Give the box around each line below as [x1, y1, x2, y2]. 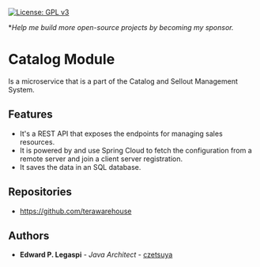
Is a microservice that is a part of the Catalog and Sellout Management [8, 76, 239, 86]
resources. [19, 137, 55, 146]
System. [8, 85, 36, 94]
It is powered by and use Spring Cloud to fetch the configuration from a [19, 145, 253, 155]
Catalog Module [8, 51, 115, 69]
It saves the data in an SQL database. [19, 162, 141, 171]
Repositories [8, 186, 73, 199]
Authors [8, 229, 50, 243]
